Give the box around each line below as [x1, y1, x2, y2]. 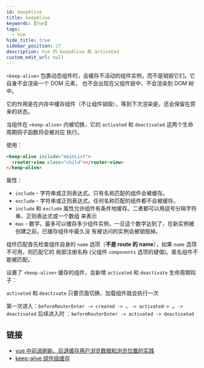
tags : [6, 26, 20, 32]
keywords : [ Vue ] [6, 20, 47, 26]
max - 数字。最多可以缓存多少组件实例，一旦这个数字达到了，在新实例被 [15, 220, 195, 228]
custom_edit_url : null [6, 54, 64, 60]
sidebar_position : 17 [6, 43, 62, 49]
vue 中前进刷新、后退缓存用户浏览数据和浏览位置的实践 [15, 347, 155, 355]
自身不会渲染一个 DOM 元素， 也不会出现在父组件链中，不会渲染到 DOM [6, 79, 188, 87]
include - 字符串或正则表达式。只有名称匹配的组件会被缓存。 [15, 190, 169, 197]
